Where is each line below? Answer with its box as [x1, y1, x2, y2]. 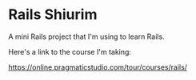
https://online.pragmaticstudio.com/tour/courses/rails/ [8, 62, 188, 72]
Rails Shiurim [8, 6, 98, 24]
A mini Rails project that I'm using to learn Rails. [8, 32, 166, 41]
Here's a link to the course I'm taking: [8, 47, 132, 56]
